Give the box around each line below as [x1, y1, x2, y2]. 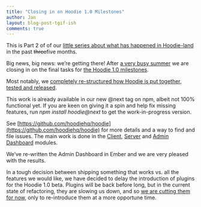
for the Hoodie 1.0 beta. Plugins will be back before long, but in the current [6, 181, 190, 188]
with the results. [6, 157, 46, 165]
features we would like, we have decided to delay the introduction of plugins [6, 175, 195, 182]
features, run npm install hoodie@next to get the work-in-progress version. [6, 108, 192, 115]
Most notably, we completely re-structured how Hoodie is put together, [6, 78, 182, 85]
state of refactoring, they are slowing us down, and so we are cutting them [6, 188, 191, 195]
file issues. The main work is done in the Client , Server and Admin [6, 133, 169, 140]
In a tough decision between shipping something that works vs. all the [6, 169, 179, 176]
